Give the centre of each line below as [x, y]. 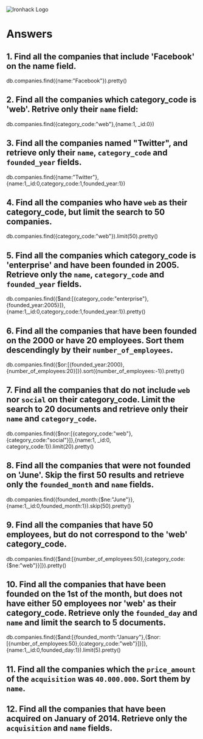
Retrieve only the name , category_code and [85, 274]
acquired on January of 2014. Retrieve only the [97, 719]
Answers [29, 34]
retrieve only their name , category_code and [87, 153]
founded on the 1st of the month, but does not [95, 594]
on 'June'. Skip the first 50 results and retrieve [95, 475]
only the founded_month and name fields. [80, 485]
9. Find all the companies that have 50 [80, 525]
